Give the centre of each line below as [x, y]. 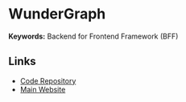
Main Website [43, 89]
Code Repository [48, 80]
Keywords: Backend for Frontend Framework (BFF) [93, 36]
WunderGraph [57, 14]
